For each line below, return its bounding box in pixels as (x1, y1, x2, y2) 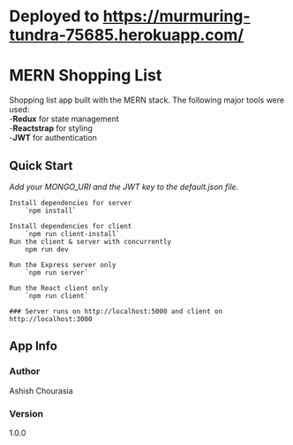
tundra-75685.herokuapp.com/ (9, 25, 244, 45)
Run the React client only (9, 283, 109, 293)
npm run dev (25, 245, 69, 254)
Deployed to (9, 6, 100, 27)
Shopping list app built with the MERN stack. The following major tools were (9, 95, 285, 105)
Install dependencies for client (9, 221, 132, 231)
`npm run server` (25, 268, 89, 277)
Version (9, 407, 44, 419)
